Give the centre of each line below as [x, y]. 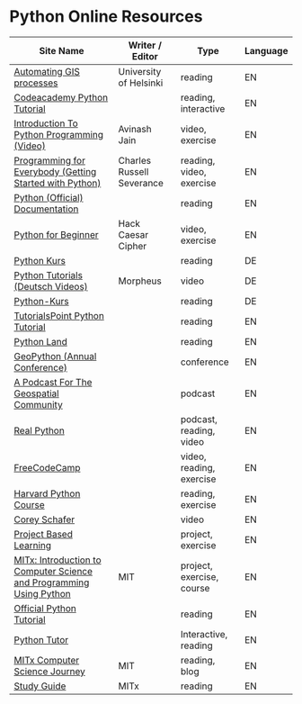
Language [266, 50]
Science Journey [49, 671]
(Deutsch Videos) [51, 286]
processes [36, 83]
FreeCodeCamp [47, 467]
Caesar [133, 234]
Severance [141, 183]
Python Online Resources [106, 17]
